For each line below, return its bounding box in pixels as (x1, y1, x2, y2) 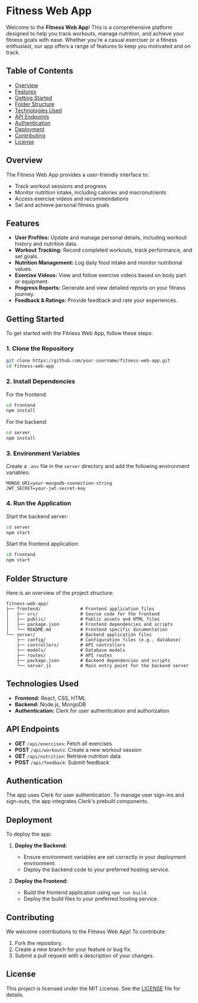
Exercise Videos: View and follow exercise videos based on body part (14, 272, 186, 279)
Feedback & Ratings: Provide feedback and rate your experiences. (14, 297, 178, 304)
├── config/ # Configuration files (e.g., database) (17, 637, 181, 642)
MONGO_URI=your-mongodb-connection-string (6, 481, 112, 486)
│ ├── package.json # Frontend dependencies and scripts (6, 621, 173, 627)
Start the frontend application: (6, 540, 80, 547)
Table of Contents (6, 66, 74, 76)
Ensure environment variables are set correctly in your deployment (23, 853, 186, 861)
